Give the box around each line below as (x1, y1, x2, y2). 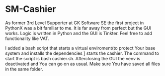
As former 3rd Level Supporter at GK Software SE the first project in (5, 20, 144, 26)
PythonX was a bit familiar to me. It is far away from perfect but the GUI (5, 25, 152, 31)
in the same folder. (5, 66, 43, 72)
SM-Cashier (5, 3, 56, 15)
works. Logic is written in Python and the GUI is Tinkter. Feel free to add (5, 30, 153, 36)
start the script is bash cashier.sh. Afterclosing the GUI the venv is (5, 55, 141, 61)
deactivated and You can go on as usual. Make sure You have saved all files (5, 61, 161, 67)
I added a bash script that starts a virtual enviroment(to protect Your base (5, 45, 156, 51)
